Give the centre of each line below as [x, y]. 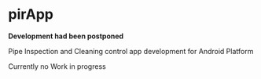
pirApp [31, 14]
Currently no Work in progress [57, 66]
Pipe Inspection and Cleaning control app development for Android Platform [131, 51]
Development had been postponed [66, 36]
